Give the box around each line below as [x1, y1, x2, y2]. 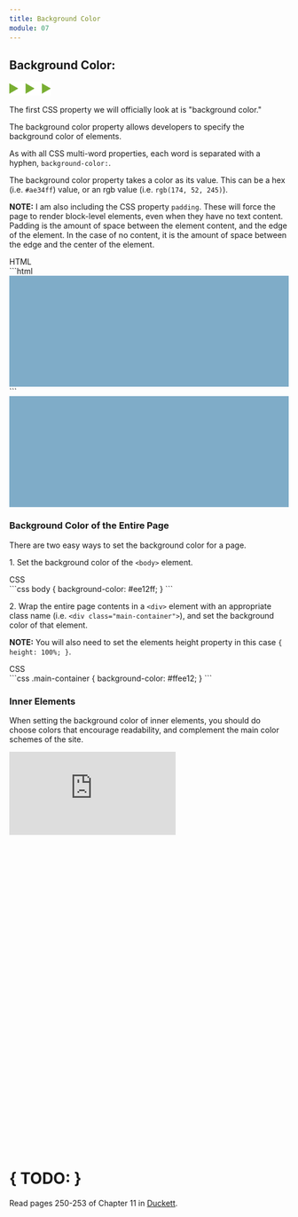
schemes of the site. [9, 733, 84, 745]
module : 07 [9, 23, 50, 33]
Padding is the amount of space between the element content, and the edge [9, 220, 288, 231]
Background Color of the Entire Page [9, 519, 170, 532]
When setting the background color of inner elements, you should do [9, 715, 262, 725]
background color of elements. [9, 131, 122, 142]
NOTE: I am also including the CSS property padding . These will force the [9, 202, 277, 212]
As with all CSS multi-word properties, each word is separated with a [9, 148, 261, 159]
